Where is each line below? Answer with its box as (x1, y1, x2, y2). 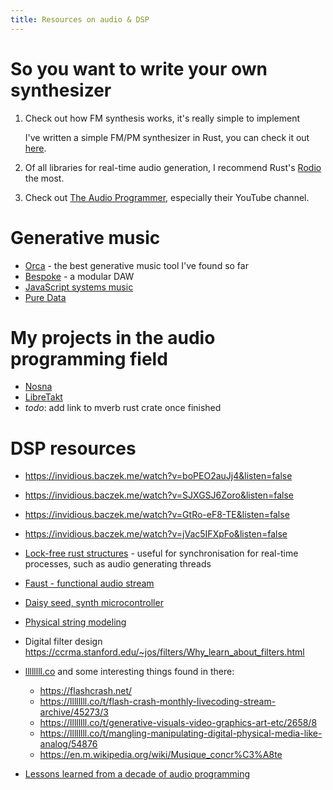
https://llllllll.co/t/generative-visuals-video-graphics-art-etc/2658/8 (39, 717, 318, 729)
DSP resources (10, 437, 137, 460)
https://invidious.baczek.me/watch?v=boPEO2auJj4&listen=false (24, 470, 293, 482)
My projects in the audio (10, 326, 216, 349)
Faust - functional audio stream (24, 577, 155, 590)
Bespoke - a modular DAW (24, 270, 135, 282)
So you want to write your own (10, 57, 268, 80)
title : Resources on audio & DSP (10, 14, 150, 25)
